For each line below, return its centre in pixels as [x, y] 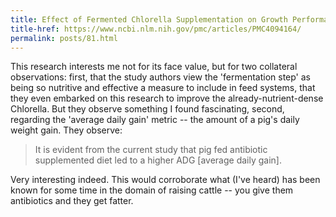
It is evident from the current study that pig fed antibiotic [151, 150]
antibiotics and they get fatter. [72, 201]
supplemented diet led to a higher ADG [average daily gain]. [158, 160]
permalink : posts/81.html [64, 38]
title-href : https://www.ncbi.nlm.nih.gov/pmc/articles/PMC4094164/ [156, 29]
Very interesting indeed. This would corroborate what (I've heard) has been [165, 180]
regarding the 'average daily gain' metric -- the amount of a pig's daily [155, 120]
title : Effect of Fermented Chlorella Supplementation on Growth [149, 19]
